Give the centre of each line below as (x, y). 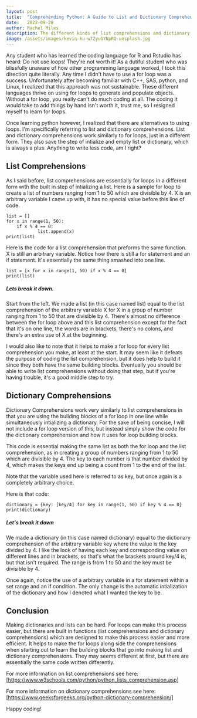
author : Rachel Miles (33, 28)
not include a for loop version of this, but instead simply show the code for (96, 428)
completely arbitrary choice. (40, 482)
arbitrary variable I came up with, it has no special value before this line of (95, 199)
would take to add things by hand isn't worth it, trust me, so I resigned (90, 105)
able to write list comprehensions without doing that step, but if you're (91, 371)
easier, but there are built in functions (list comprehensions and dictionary (95, 631)
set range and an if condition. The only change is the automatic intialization (97, 586)
